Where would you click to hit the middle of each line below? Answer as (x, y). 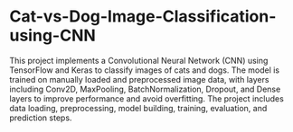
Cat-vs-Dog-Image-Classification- (143, 17)
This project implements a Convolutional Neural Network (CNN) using (139, 60)
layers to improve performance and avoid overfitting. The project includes (147, 98)
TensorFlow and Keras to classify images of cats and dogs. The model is (145, 70)
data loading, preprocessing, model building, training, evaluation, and (138, 108)
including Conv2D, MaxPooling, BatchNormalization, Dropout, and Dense (145, 89)
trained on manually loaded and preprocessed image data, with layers (139, 79)
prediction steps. (41, 118)
